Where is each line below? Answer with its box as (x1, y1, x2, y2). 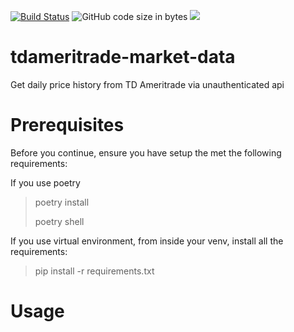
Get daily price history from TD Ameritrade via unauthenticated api (10, 78, 285, 90)
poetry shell (34, 215, 85, 227)
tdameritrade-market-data (10, 46, 236, 69)
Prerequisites (10, 114, 125, 137)
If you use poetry (10, 176, 81, 189)
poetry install (34, 196, 90, 208)
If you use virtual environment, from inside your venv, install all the (10, 235, 284, 247)
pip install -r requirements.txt (34, 265, 155, 277)
